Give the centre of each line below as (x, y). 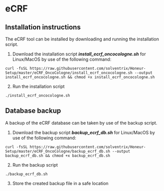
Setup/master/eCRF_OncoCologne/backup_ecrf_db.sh (58, 151)
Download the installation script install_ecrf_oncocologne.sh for (79, 54)
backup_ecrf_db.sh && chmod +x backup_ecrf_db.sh (58, 156)
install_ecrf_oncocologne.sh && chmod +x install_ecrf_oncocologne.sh (80, 77)
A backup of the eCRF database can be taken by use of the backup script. (81, 123)
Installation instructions (43, 27)
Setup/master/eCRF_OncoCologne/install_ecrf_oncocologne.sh (69, 73)
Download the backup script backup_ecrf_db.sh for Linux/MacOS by (84, 132)
